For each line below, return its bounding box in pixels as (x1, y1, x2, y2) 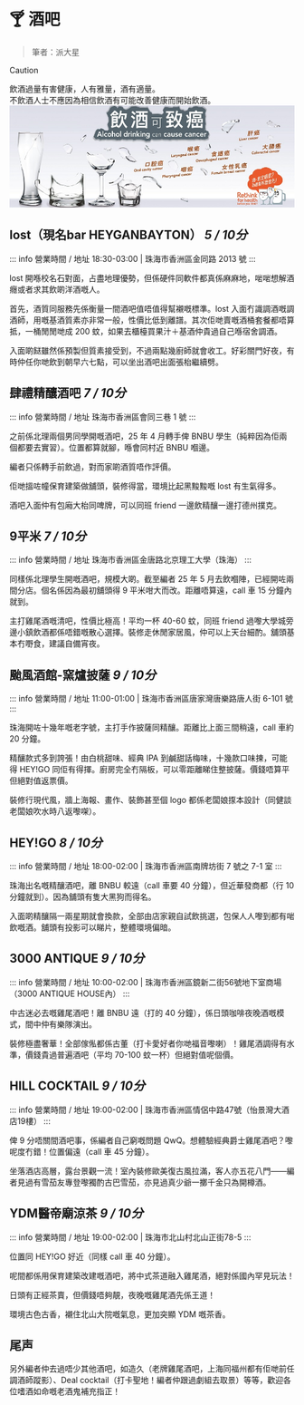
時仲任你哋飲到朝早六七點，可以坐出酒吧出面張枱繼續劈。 (9, 356, 223, 367)
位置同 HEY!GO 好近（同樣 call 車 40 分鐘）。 (9, 1251, 176, 1262)
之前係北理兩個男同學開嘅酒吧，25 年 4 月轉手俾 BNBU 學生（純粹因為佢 (9, 431, 280, 441)
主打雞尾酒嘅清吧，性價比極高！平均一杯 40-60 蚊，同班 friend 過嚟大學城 (9, 615, 287, 626)
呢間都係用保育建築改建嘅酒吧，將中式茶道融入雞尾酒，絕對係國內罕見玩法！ (9, 1270, 295, 1281)
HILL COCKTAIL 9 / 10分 (9, 1079, 146, 1094)
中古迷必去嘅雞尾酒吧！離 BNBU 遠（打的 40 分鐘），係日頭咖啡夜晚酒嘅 (9, 1007, 277, 1018)
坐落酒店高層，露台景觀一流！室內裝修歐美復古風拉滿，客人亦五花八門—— (9, 1165, 287, 1176)
